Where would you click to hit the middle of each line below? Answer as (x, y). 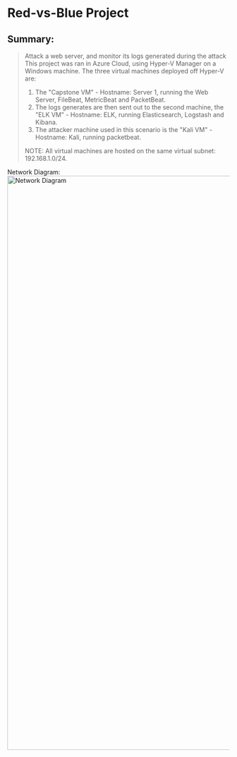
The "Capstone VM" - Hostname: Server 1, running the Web (122, 92)
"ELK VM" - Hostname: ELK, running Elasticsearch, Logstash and (129, 115)
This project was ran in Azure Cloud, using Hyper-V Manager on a (120, 64)
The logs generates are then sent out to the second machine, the (129, 107)
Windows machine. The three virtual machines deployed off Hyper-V (124, 71)
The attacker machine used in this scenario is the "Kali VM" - (124, 130)
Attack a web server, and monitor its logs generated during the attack (126, 56)
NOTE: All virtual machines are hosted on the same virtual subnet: (120, 151)
